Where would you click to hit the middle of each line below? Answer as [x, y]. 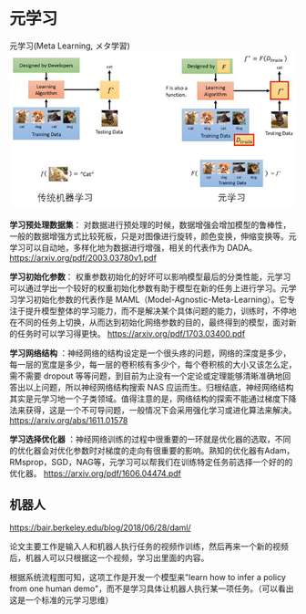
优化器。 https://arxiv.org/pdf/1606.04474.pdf [96, 473]
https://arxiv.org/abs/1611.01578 [69, 420]
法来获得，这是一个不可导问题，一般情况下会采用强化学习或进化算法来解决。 [153, 410]
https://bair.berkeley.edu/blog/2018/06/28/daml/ [100, 527]
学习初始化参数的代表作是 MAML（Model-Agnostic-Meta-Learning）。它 [152, 299]
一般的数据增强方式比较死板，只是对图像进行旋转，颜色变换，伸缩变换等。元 [153, 236]
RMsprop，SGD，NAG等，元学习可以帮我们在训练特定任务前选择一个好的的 [151, 462]
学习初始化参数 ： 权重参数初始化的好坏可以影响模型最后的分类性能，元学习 [150, 276]
